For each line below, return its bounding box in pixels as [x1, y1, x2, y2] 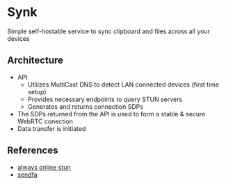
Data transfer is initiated [17, 124, 86, 132]
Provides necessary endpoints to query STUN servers [27, 95, 183, 103]
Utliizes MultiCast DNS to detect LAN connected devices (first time [27, 80, 220, 89]
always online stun [17, 163, 71, 171]
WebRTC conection [17, 117, 73, 125]
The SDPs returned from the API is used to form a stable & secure [17, 109, 206, 118]
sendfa [17, 170, 38, 179]
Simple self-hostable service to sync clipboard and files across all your [7, 27, 211, 35]
